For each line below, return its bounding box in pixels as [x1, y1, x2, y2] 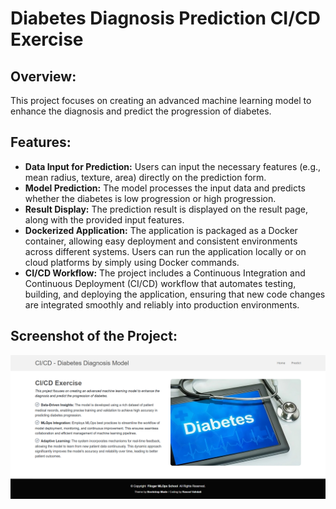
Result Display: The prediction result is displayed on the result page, [24, 203, 309, 215]
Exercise [10, 28, 84, 51]
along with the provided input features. [24, 213, 185, 226]
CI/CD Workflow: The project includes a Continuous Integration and [24, 267, 306, 279]
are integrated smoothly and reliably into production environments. [24, 298, 300, 311]
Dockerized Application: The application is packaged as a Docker [24, 224, 298, 236]
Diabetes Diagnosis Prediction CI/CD [10, 7, 322, 30]
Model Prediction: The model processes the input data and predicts [24, 182, 306, 194]
